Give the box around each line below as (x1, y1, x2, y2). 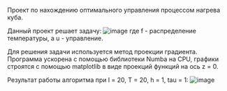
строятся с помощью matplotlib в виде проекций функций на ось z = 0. (7, 63, 219, 70)
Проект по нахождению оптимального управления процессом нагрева (7, 6, 221, 14)
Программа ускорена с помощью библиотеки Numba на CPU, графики (7, 55, 219, 63)
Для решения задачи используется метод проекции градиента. (7, 48, 198, 56)
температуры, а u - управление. (7, 34, 103, 42)
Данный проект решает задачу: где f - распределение (7, 27, 197, 35)
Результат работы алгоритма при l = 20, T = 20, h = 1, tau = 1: (7, 76, 189, 84)
